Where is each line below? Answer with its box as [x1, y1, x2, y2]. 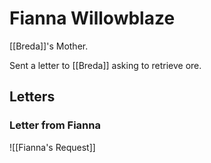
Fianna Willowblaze [9, 7, 176, 30]
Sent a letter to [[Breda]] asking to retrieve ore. [9, 59, 202, 71]
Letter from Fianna [9, 118, 101, 132]
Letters [9, 88, 56, 106]
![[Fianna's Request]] [9, 141, 96, 153]
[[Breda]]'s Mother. [9, 40, 89, 52]
